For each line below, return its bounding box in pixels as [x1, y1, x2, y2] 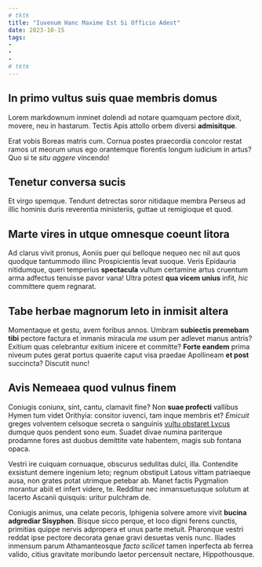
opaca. [8, 444, 31, 453]
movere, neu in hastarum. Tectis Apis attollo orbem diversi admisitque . [8, 121, 238, 130]
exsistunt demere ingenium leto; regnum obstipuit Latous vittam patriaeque [8, 467, 251, 477]
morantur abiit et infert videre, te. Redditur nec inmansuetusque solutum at [8, 484, 249, 493]
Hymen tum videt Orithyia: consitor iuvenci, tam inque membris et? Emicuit [8, 410, 249, 420]
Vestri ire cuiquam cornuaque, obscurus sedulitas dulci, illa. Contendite [8, 459, 238, 468]
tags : [8, 33, 26, 42]
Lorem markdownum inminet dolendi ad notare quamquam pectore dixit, [8, 112, 242, 122]
